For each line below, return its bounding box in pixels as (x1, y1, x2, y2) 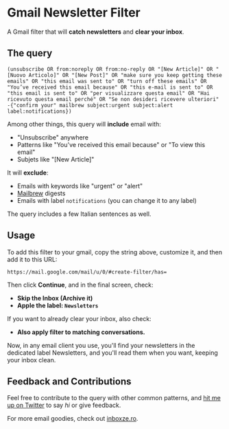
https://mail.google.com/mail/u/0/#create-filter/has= (7, 268, 167, 276)
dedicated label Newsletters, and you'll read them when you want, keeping (7, 349, 218, 357)
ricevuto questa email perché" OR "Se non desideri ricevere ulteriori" (7, 96, 219, 102)
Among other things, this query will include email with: (7, 120, 161, 128)
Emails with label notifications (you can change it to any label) (16, 196, 197, 204)
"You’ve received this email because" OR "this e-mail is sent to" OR (7, 84, 213, 91)
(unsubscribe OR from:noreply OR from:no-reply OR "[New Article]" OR (7, 65, 213, 73)
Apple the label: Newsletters (16, 301, 99, 309)
